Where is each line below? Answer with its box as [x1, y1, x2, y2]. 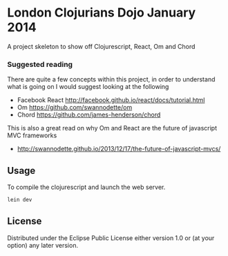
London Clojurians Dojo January [7, 5, 196, 21]
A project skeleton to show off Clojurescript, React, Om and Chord [7, 42, 196, 50]
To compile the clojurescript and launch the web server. [7, 183, 166, 191]
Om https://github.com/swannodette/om [17, 104, 133, 112]
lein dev [7, 197, 32, 204]
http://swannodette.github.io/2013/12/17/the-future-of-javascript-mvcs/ [17, 145, 221, 153]
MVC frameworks [7, 131, 57, 139]
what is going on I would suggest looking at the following [7, 83, 169, 91]
